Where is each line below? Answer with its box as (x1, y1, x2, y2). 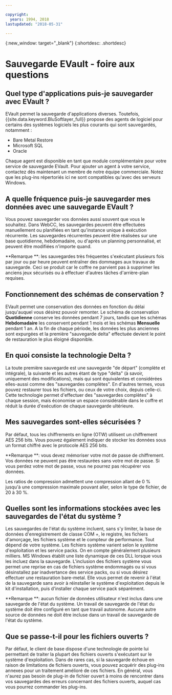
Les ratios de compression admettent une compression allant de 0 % (5, 478, 151, 484)
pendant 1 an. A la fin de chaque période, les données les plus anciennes (5, 325, 160, 331)
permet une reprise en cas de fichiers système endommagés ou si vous (5, 564, 157, 570)
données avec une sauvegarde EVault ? (5, 202, 134, 211)
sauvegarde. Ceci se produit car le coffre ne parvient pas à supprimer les (5, 264, 160, 271)
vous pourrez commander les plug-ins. (5, 684, 88, 690)
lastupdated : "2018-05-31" (5, 22, 63, 27)
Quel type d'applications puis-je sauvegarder (5, 89, 154, 98)
